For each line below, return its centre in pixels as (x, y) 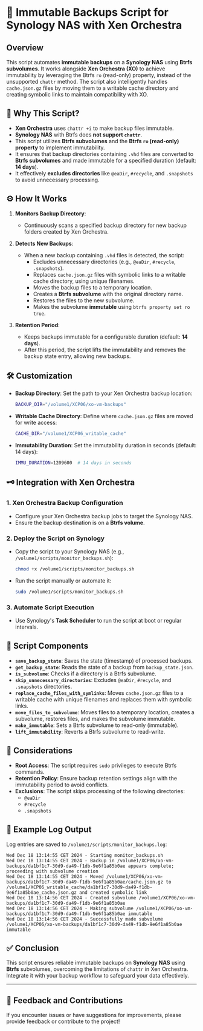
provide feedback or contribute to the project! (63, 1021)
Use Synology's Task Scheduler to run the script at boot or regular (98, 621)
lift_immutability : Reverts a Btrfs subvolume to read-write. (90, 731)
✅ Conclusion (33, 948)
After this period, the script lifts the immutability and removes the (105, 350)
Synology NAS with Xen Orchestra (94, 25)
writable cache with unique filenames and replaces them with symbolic (103, 699)
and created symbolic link (113, 892)
